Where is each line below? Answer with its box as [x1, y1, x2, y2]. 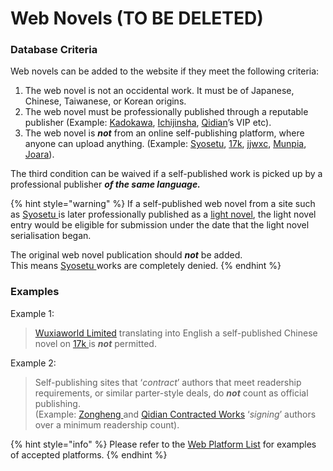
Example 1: [10, 307, 55, 319]
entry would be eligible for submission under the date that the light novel [10, 219, 310, 231]
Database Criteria [10, 43, 98, 57]
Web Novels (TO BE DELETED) [10, 7, 264, 30]
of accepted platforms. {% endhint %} [10, 448, 168, 461]
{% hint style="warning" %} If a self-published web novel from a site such [10, 198, 316, 210]
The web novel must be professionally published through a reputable [24, 106, 309, 118]
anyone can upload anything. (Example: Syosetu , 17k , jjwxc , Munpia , [24, 138, 307, 150]
